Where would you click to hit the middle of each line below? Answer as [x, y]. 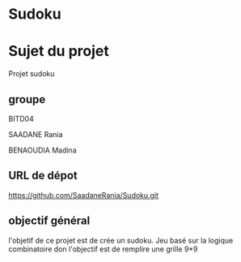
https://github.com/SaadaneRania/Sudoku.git [84, 195]
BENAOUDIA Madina [42, 150]
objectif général [49, 221]
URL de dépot [43, 176]
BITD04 [21, 118]
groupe [27, 99]
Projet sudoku [32, 74]
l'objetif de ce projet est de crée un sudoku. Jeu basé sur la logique [121, 240]
